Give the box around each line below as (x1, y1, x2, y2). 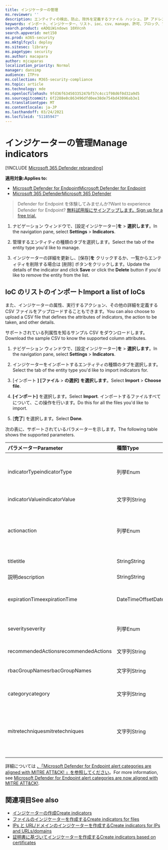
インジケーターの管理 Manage (5, 137, 127, 148)
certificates (12, 839, 36, 845)
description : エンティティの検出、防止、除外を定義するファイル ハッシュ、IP (5, 16, 148, 21)
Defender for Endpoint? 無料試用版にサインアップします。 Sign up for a (17, 207, 163, 213)
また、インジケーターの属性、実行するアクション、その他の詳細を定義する (5, 302, 158, 308)
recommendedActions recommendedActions (7, 647, 112, 654)
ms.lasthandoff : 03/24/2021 (5, 109, 64, 115)
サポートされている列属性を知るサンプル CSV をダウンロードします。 (5, 329, 147, 335)
